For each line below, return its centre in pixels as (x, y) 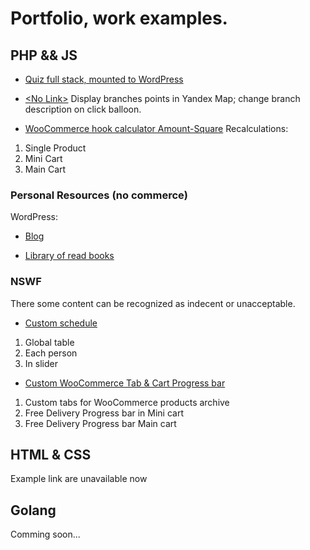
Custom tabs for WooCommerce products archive (127, 402)
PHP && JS (44, 55)
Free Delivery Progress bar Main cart (100, 423)
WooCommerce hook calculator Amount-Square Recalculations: (156, 128)
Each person (51, 353)
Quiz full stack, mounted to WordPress (104, 79)
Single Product (55, 148)
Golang (33, 510)
